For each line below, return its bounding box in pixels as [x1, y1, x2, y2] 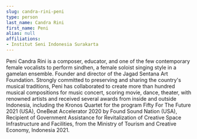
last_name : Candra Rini [6, 19, 65, 25]
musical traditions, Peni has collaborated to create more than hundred [6, 82, 175, 90]
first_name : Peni [6, 25, 49, 31]
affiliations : [6, 36, 41, 42]
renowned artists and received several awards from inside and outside [6, 95, 176, 102]
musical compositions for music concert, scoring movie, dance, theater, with [6, 89, 192, 96]
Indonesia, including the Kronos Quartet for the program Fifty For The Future [6, 101, 191, 108]
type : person [6, 14, 38, 20]
